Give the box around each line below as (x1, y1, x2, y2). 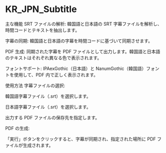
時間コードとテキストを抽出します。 (5, 27, 80, 33)
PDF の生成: (5, 125, 30, 131)
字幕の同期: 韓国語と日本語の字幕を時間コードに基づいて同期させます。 (5, 38, 153, 44)
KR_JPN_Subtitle (5, 4, 77, 15)
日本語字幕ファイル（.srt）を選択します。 (5, 104, 92, 110)
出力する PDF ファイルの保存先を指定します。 (5, 114, 100, 120)
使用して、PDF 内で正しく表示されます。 (14, 71, 98, 78)
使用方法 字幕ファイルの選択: (5, 82, 65, 89)
